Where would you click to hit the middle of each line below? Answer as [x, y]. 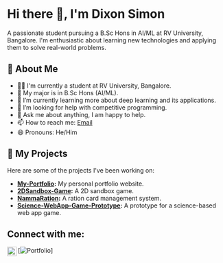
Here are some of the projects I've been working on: [81, 170]
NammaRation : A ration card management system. [89, 198]
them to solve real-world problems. [57, 47]
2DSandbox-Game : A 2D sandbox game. [75, 190]
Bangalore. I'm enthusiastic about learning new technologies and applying [112, 40]
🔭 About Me [33, 69]
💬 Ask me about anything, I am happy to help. [81, 114]
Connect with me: [46, 234]
